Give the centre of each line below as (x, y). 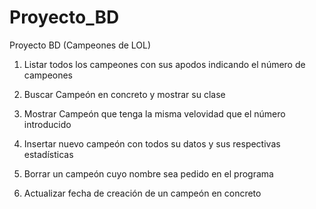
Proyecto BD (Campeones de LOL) (80, 45)
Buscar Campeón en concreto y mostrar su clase (124, 94)
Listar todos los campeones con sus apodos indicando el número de (164, 64)
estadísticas (48, 154)
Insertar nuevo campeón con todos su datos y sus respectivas (152, 143)
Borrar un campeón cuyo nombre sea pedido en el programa (148, 173)
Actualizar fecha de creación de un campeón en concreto (142, 193)
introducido (47, 124)
